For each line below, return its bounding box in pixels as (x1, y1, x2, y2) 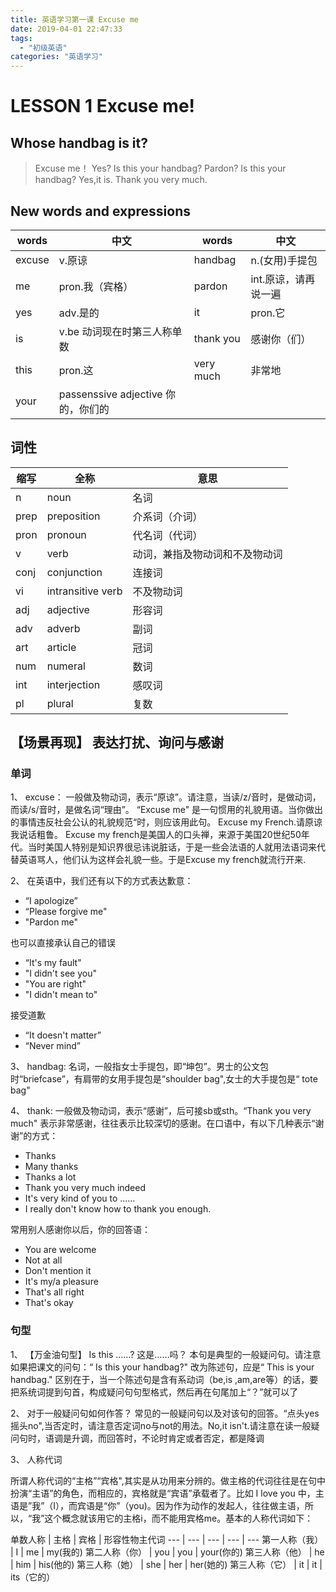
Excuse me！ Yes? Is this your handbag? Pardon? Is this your (34, 162, 287, 175)
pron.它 (250, 306, 286, 320)
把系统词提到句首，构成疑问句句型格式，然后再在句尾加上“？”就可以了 (10, 1386, 299, 1398)
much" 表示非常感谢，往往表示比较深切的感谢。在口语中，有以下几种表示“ (10, 1117, 316, 1130)
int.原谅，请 (250, 272, 306, 286)
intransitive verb (46, 584, 123, 598)
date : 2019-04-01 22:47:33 (10, 24, 123, 34)
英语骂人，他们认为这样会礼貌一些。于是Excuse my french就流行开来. (18, 854, 307, 866)
